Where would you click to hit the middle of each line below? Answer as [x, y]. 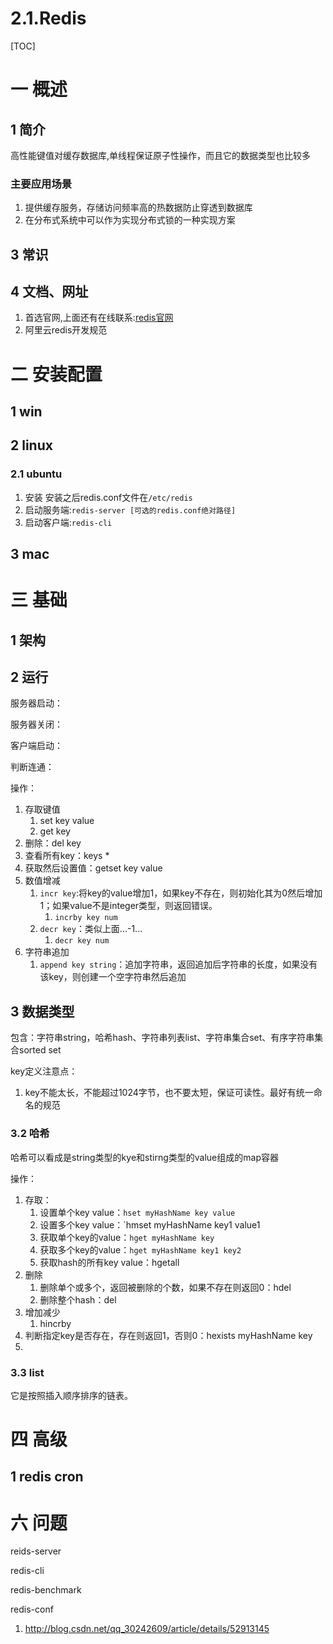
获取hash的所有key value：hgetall [109, 1262]
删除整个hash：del [78, 1299]
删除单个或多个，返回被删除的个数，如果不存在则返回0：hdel [165, 1287]
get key [55, 831]
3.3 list [27, 1372]
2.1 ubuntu [36, 474]
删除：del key [53, 843]
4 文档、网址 [49, 292]
